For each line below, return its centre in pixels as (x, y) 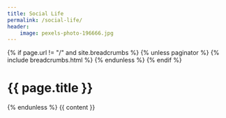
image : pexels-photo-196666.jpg (67, 33)
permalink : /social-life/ (45, 20)
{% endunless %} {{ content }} (51, 108)
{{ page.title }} (50, 88)
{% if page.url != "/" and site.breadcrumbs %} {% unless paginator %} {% (113, 53)
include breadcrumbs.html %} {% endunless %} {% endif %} (95, 60)
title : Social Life (36, 14)
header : (18, 26)
